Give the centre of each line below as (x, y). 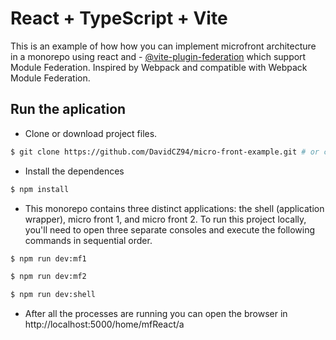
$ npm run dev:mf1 (48, 258)
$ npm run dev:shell (53, 295)
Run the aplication (68, 109)
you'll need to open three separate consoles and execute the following (170, 229)
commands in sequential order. (88, 240)
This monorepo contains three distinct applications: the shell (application (174, 208)
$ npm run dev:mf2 (48, 277)
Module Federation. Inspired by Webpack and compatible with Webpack (159, 67)
